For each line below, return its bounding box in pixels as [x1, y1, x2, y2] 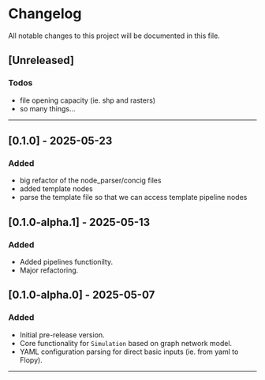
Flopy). [19, 355, 43, 364]
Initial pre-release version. [19, 329, 105, 340]
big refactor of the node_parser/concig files [19, 175, 162, 186]
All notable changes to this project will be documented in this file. [8, 31, 221, 40]
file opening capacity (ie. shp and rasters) [19, 96, 156, 105]
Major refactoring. [19, 265, 79, 275]
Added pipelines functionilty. [19, 258, 114, 266]
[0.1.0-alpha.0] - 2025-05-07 [8, 288, 155, 302]
